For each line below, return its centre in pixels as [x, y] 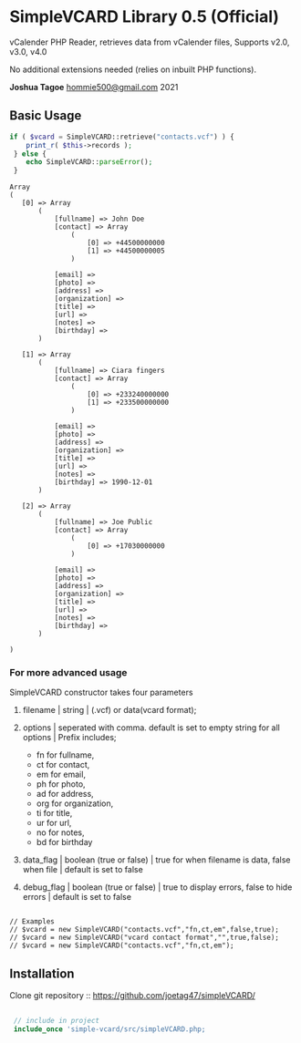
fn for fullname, [65, 755]
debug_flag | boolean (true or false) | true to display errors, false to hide [157, 887]
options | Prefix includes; [69, 738]
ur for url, [54, 823]
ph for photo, [61, 784]
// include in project [57, 1021]
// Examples [32, 922]
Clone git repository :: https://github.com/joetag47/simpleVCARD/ [132, 996]
